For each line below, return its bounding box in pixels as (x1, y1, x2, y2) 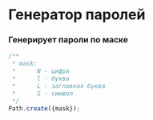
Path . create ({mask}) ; (8, 104, 81, 113)
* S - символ (11, 90, 74, 98)
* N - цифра (11, 67, 70, 75)
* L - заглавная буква (11, 82, 106, 90)
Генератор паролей (8, 6, 146, 24)
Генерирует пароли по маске (8, 34, 129, 46)
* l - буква (11, 74, 70, 83)
